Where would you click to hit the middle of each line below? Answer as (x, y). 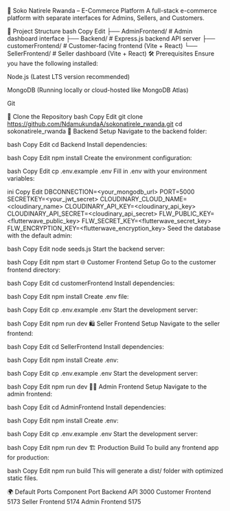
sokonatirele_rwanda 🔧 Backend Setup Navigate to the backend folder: (107, 131)
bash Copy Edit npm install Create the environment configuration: (100, 158)
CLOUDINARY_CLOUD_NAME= (143, 199)
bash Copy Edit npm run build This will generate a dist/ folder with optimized (115, 471)
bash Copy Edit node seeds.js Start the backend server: (86, 249)
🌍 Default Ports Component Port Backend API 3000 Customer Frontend (109, 492)
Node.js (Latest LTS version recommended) (69, 77)
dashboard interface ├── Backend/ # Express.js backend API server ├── (111, 38)
